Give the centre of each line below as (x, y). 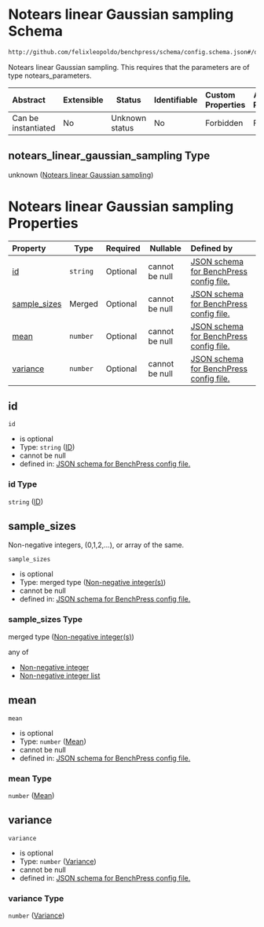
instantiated (34, 127)
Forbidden (224, 123)
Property (29, 248)
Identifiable (176, 100)
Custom (220, 94)
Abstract (29, 100)
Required (123, 248)
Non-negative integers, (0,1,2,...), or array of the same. (96, 545)
